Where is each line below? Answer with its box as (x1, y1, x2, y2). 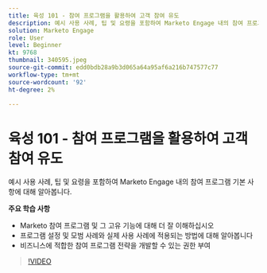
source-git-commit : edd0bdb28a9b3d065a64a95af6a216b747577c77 (8, 64, 219, 72)
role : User (8, 33, 44, 42)
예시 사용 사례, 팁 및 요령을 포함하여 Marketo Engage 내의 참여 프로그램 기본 (8, 177, 246, 187)
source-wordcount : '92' (8, 78, 87, 86)
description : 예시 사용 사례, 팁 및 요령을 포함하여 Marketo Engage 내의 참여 (8, 19, 244, 27)
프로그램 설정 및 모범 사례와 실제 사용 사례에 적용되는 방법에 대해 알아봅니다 (19, 231, 253, 240)
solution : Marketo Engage (8, 26, 94, 34)
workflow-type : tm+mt (8, 71, 80, 79)
